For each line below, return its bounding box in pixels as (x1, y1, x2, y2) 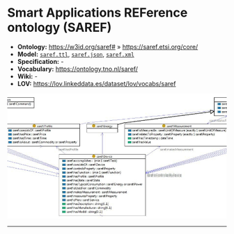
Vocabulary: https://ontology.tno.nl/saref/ (17, 65, 138, 73)
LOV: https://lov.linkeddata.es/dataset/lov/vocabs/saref (17, 79, 176, 87)
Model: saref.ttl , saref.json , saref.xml (17, 50, 134, 58)
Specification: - (17, 57, 64, 65)
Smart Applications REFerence (7, 5, 188, 21)
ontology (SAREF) (7, 19, 112, 35)
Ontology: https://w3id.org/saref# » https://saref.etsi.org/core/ (17, 42, 198, 51)
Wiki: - (17, 72, 38, 81)
